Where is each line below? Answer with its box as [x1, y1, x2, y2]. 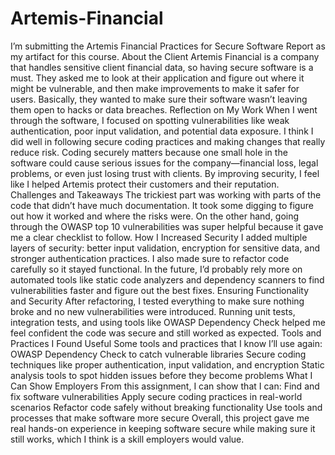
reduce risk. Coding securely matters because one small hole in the [10, 146, 288, 158]
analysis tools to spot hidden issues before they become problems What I [10, 369, 313, 381]
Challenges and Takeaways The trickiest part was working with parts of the [10, 188, 322, 201]
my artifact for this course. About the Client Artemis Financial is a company [10, 50, 320, 62]
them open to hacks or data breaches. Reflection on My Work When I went [10, 103, 318, 116]
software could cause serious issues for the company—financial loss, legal [10, 157, 319, 169]
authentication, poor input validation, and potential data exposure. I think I [10, 125, 314, 137]
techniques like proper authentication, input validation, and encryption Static [10, 358, 325, 371]
